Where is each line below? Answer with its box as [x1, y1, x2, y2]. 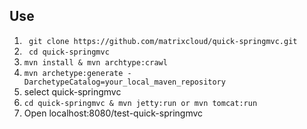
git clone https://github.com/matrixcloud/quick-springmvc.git [28, 36, 298, 46]
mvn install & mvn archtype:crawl [23, 57, 168, 68]
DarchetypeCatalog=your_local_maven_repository [23, 77, 226, 87]
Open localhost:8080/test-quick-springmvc [23, 107, 204, 119]
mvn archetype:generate [23, 68, 124, 78]
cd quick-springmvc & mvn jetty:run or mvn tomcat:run [23, 98, 258, 108]
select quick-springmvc [23, 85, 122, 98]
